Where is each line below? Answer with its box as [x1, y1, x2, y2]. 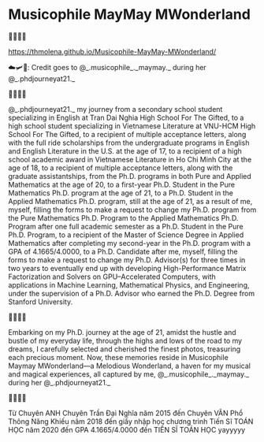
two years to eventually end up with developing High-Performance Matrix [8, 263, 247, 273]
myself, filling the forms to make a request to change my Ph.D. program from [8, 205, 257, 214]
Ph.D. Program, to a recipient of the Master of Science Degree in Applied [8, 230, 244, 240]
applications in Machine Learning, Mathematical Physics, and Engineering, [8, 280, 250, 289]
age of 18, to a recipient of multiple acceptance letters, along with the [8, 163, 233, 173]
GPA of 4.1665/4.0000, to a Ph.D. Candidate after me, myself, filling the [8, 247, 238, 256]
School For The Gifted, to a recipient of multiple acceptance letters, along [8, 129, 247, 139]
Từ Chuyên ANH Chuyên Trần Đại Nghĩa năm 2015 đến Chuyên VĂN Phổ [8, 408, 244, 418]
